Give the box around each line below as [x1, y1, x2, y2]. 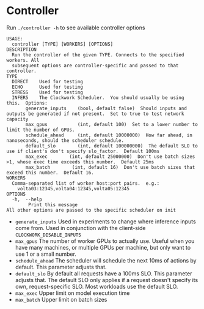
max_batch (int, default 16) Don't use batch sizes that [25, 164, 195, 170]
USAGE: [6, 35, 23, 42]
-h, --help [12, 196, 43, 203]
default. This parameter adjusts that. [15, 263, 107, 270]
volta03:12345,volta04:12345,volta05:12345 [17, 185, 130, 192]
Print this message [28, 201, 78, 208]
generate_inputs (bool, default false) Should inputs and [25, 105, 188, 111]
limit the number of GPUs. [6, 127, 75, 133]
